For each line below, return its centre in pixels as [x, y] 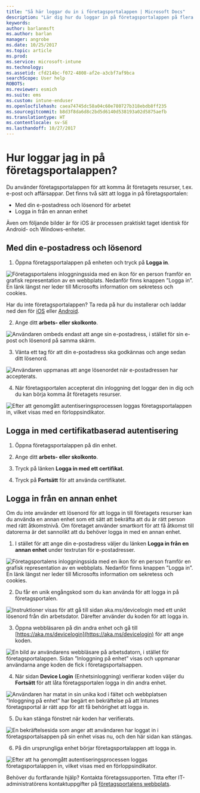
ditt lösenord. [31, 358]
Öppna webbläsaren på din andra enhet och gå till [76, 628]
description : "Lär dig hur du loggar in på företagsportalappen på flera [100, 17]
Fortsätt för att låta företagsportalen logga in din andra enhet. [91, 683]
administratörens [27, 784]
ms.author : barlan [29, 34]
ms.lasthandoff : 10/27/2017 [41, 128]
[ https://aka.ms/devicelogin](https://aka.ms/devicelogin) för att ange [99, 634]
